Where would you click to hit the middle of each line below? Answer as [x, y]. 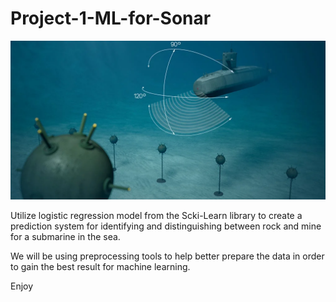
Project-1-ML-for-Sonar [111, 18]
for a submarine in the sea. [65, 236]
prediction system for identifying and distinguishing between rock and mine [166, 226]
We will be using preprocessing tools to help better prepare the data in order [167, 256]
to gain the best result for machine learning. [100, 266]
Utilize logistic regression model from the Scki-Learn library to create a [156, 215]
